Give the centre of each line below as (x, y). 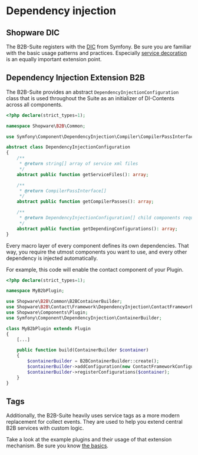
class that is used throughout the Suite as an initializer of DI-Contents (90, 98)
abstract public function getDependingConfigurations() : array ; (97, 229)
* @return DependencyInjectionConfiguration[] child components (100, 218)
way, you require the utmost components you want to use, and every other (97, 252)
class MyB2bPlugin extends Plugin (49, 328)
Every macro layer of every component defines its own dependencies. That (98, 245)
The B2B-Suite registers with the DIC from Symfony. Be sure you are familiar (99, 47)
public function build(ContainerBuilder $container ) (83, 350)
